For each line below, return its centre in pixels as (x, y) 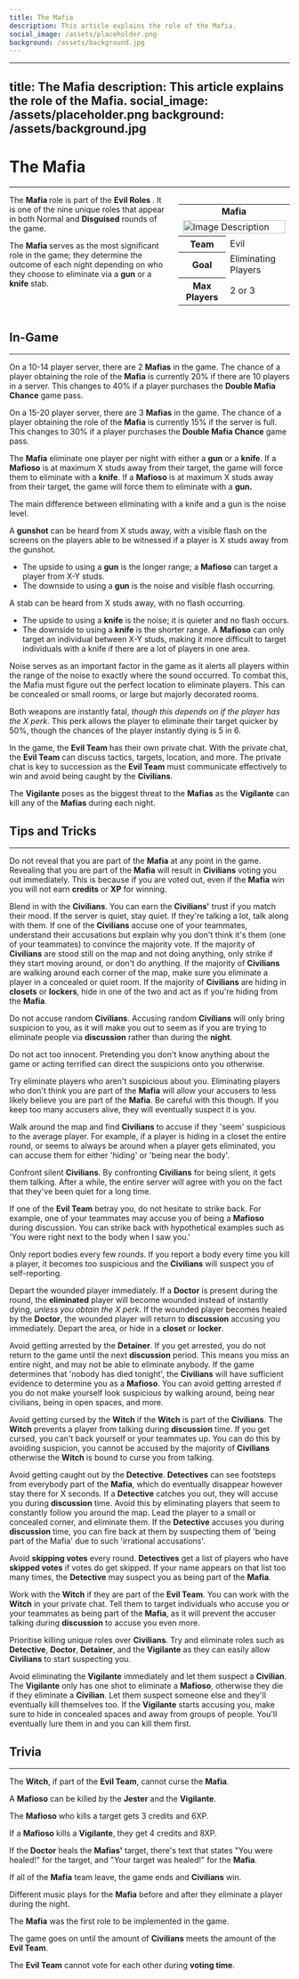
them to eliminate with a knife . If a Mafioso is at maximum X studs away (141, 477)
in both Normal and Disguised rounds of (83, 218)
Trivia (25, 1751)
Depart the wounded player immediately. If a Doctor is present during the (144, 1291)
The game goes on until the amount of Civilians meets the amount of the (143, 1939)
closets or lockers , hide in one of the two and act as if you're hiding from (144, 992)
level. (19, 514)
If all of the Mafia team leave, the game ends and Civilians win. (125, 1877)
